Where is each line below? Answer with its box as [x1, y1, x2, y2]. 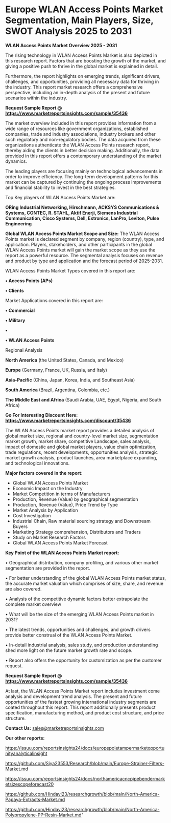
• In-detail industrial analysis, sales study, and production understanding [5, 642, 158, 648]
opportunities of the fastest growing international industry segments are [5, 699, 157, 705]
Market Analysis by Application [12, 507, 78, 513]
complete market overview [5, 601, 61, 607]
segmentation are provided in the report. [5, 565, 90, 571]
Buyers [12, 523, 28, 530]
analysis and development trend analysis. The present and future [5, 693, 142, 700]
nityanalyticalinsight [5, 750, 47, 756]
